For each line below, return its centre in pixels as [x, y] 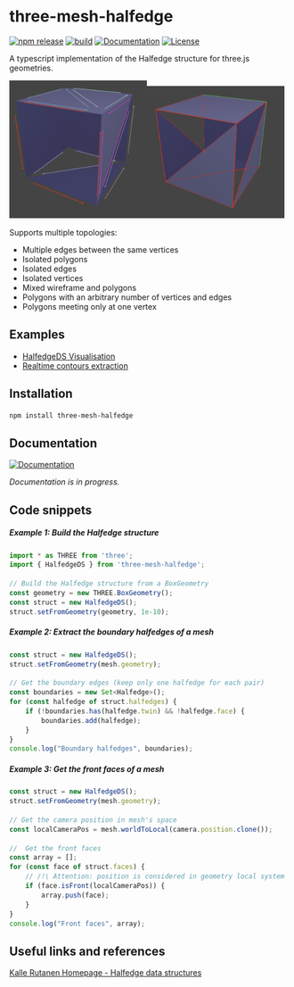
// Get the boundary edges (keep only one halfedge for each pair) [137, 683]
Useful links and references [87, 951]
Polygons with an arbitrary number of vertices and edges [127, 297]
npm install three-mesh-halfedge [71, 415]
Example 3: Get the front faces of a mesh [87, 768]
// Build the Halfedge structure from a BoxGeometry [109, 584]
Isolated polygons [55, 259]
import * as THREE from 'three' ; [71, 555]
